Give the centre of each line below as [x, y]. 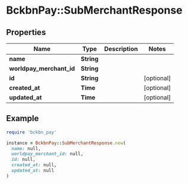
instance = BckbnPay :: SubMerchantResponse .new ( [66, 143]
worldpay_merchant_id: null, [47, 154]
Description [121, 49]
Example [23, 118]
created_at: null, [34, 165]
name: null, [26, 148]
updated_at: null [33, 171]
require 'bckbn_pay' [32, 132]
